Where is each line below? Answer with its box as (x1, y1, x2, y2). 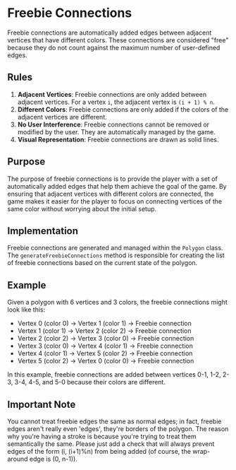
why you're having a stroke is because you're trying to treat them (7, 433, 197, 440)
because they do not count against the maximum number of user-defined (7, 43, 221, 52)
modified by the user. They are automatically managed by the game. (17, 127, 216, 136)
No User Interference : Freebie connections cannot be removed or (17, 120, 210, 129)
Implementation (7, 225, 79, 237)
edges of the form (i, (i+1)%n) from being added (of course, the (7, 447, 192, 455)
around (7, 454, 28, 463)
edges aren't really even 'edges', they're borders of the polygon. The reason (7, 425, 229, 433)
